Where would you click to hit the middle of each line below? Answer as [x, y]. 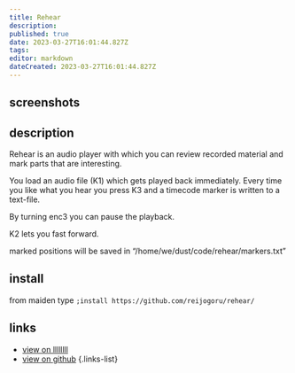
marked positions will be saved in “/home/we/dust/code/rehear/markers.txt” [147, 251]
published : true [39, 34]
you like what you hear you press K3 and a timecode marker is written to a [145, 190]
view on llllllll [45, 349]
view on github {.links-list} [70, 359]
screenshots [45, 103]
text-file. [25, 199]
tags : [19, 51]
